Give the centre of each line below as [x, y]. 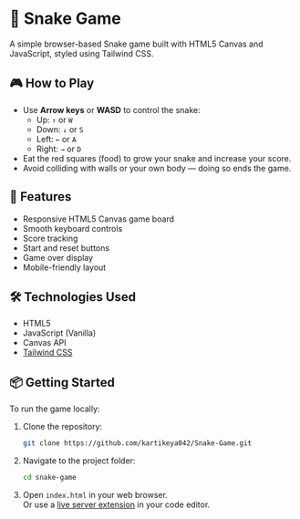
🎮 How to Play [52, 83]
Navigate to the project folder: [79, 461]
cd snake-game [49, 478]
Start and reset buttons [66, 248]
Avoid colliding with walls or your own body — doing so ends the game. [157, 168]
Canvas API [44, 343]
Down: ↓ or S [60, 129]
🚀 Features [41, 197]
